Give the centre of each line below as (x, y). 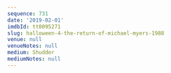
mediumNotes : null (34, 59)
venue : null (25, 40)
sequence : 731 (28, 14)
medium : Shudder (31, 53)
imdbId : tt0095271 (34, 26)
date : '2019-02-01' (36, 20)
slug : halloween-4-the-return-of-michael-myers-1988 (86, 33)
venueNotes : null (33, 46)
